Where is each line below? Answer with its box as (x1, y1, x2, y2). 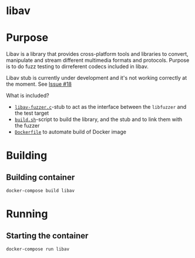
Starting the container (6, 230, 89, 240)
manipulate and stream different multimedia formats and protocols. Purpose (6, 57, 190, 64)
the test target (14, 110, 49, 117)
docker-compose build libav (6, 188, 75, 194)
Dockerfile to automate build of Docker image (14, 128, 126, 136)
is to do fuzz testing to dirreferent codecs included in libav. (6, 63, 149, 70)
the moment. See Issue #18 (6, 81, 72, 88)
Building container (6, 172, 75, 182)
